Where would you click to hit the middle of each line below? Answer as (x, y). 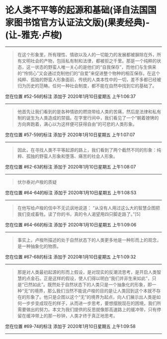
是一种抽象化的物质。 (39, 246)
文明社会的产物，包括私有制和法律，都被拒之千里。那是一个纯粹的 (89, 61)
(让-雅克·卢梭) (34, 35)
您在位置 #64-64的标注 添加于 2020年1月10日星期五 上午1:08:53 (71, 192)
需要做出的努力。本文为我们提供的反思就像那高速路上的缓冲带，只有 (87, 309)
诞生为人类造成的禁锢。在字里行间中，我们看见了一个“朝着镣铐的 (92, 118)
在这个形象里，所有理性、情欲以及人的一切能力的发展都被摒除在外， (87, 54)
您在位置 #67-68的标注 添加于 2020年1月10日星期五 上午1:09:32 (71, 257)
